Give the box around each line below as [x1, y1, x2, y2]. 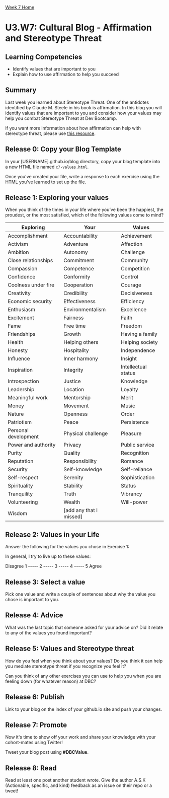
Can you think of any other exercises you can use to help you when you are [5, 673, 162, 679]
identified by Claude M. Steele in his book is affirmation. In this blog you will [5, 104, 162, 110]
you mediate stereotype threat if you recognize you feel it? [5, 663, 127, 669]
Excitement [8, 314, 34, 321]
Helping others [63, 339, 99, 346]
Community [120, 257, 148, 264]
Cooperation [63, 281, 93, 288]
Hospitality [63, 347, 89, 354]
